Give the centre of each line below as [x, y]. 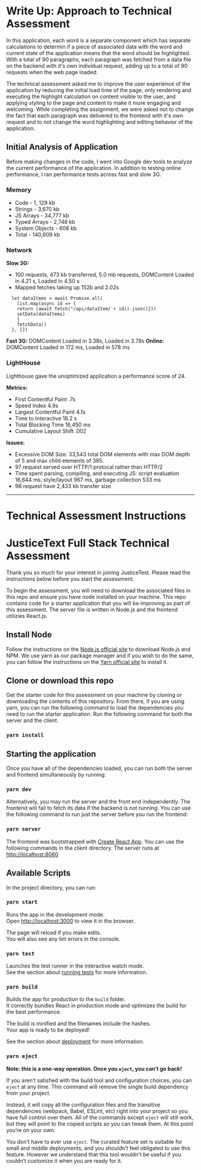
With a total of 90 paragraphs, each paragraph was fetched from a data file [99, 59]
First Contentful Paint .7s [45, 399]
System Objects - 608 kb [46, 228]
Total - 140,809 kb [37, 235]
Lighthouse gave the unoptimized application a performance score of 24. [96, 376]
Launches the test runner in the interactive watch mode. [75, 966]
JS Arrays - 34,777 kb [42, 216]
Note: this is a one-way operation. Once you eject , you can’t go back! [94, 1069]
